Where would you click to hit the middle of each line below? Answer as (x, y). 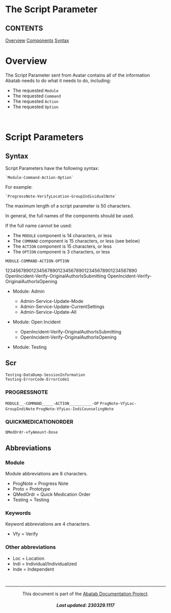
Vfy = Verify (25, 534)
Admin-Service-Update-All (48, 312)
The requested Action (35, 101)
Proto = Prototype (31, 489)
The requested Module (35, 90)
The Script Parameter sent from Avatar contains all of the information (78, 75)
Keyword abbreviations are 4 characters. (48, 524)
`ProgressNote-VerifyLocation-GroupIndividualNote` (61, 196)
